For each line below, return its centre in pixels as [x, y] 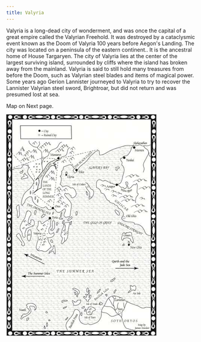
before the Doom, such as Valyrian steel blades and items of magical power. [100, 75]
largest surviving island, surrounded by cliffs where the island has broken [97, 62]
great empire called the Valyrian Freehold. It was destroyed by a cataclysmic [101, 37]
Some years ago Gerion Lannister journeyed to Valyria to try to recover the [98, 82]
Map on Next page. [30, 106]
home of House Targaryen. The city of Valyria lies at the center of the [92, 56]
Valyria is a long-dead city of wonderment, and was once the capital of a [96, 31]
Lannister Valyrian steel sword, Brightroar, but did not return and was [91, 88]
